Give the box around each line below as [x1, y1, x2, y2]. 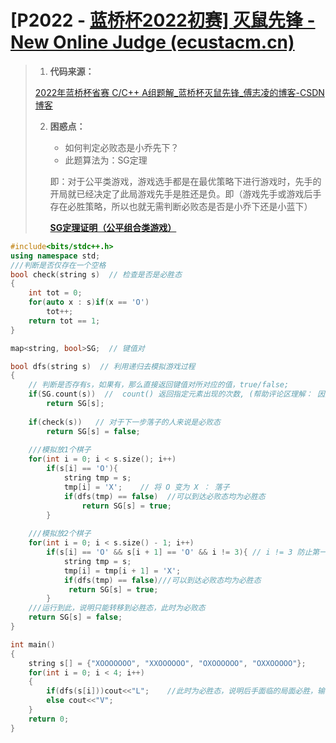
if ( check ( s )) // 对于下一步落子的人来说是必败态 [28, 417, 221, 427]
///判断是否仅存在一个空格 [10, 260, 107, 270]
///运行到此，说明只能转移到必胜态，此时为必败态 [28, 603, 206, 613]
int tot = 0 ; [28, 288, 83, 298]
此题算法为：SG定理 [64, 154, 148, 166]
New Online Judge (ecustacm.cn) [10, 31, 295, 54]
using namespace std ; [10, 251, 101, 261]
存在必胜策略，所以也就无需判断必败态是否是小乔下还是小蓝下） [49, 200, 313, 212]
